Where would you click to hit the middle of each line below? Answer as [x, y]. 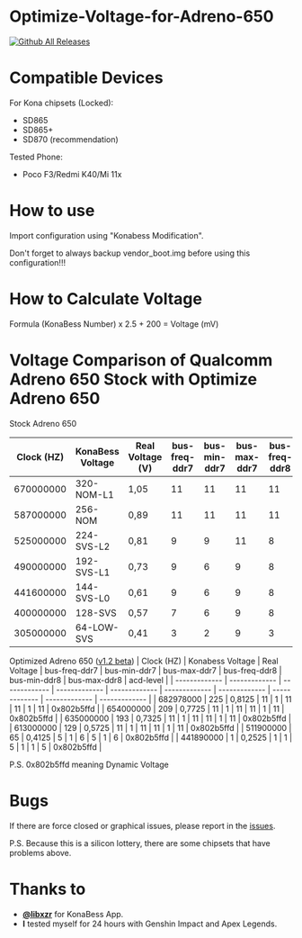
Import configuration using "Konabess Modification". [107, 235]
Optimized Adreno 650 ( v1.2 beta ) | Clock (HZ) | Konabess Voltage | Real [144, 661]
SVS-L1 [93, 572]
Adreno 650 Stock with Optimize [133, 379]
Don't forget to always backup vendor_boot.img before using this [130, 253]
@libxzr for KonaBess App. [73, 914]
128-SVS [96, 612]
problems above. [40, 852]
